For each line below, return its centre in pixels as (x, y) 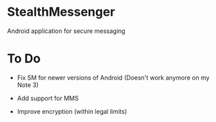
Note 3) (28, 85)
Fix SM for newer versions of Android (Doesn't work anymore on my (113, 77)
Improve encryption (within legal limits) (72, 111)
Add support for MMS (48, 98)
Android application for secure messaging (66, 31)
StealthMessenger (61, 12)
